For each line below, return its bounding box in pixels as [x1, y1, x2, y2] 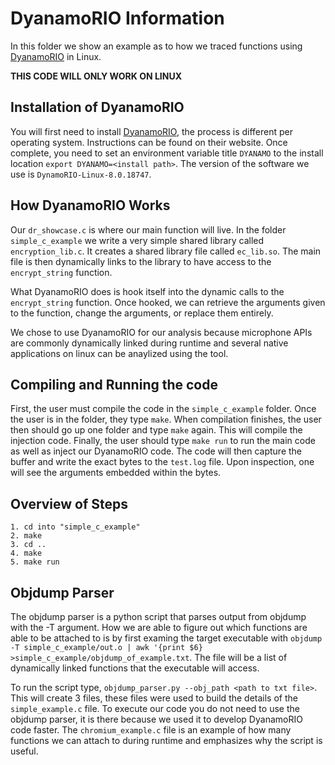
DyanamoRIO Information [10, 7, 225, 30]
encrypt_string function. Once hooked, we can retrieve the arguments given [10, 296, 326, 308]
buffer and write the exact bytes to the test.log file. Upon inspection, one [10, 456, 315, 468]
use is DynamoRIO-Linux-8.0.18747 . [10, 168, 152, 180]
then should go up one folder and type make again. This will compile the [10, 424, 303, 436]
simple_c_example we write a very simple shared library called [10, 234, 265, 246]
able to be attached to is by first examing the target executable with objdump [10, 632, 323, 644]
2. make [10, 531, 43, 541]
